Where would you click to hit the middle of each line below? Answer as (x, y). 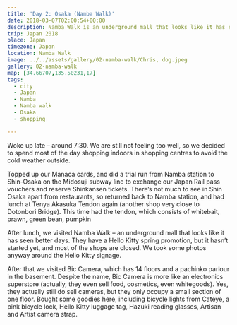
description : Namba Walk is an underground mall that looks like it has (116, 27)
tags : (15, 79)
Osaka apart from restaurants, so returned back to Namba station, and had (116, 196)
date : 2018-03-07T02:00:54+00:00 (56, 20)
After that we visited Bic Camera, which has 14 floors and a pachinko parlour (119, 268)
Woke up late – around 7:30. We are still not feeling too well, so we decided (116, 145)
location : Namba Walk (39, 54)
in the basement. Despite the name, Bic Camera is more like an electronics (115, 276)
